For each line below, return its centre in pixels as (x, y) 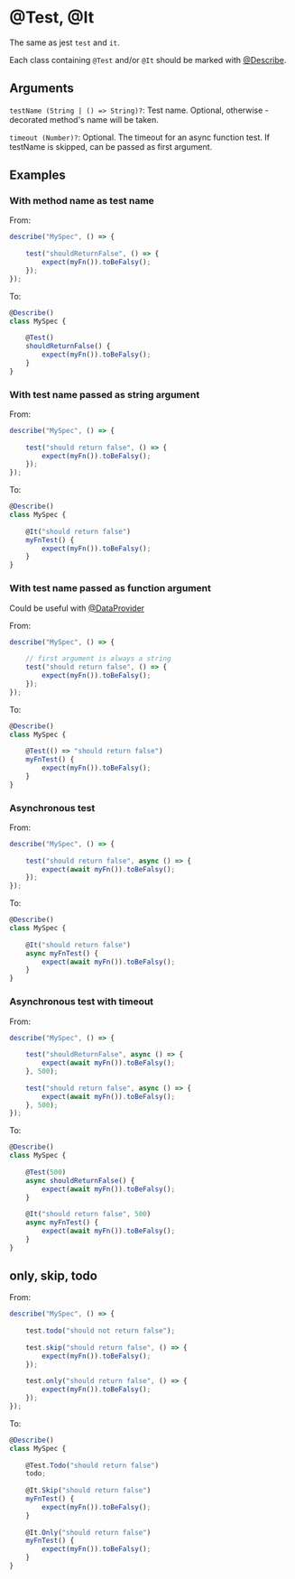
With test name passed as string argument (105, 394)
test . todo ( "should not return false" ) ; (101, 1331)
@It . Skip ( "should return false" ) (88, 1491)
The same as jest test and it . (65, 42)
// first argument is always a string (98, 659)
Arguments (42, 88)
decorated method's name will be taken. (84, 119)
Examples (37, 175)
